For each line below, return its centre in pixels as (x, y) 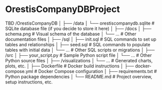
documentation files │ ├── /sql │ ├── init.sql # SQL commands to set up (81, 39)
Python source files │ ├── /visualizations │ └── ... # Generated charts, (79, 60)
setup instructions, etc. (29, 82)
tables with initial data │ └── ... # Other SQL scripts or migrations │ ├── (80, 50)
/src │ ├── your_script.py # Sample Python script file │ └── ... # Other (78, 55)
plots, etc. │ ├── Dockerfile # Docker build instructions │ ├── (70, 66)
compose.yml (19, 71)
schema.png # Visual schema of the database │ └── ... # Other (71, 34)
